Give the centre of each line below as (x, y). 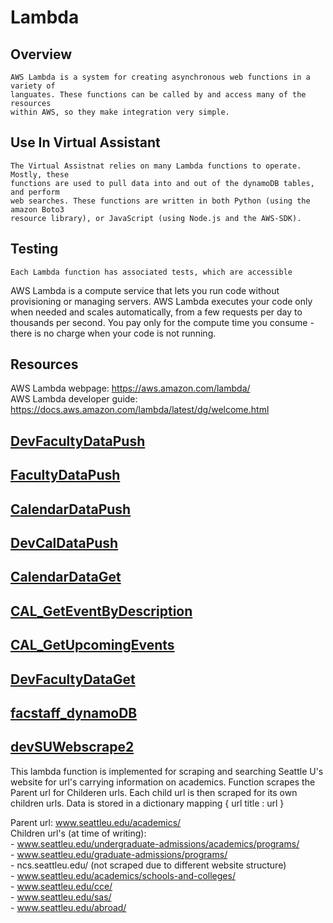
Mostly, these (40, 174)
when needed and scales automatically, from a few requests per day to (156, 312)
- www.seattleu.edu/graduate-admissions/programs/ (119, 854)
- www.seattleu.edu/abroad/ (68, 907)
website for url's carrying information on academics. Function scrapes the (163, 782)
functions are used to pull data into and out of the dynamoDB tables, (162, 183)
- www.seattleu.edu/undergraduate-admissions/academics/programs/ (155, 843)
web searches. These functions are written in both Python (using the (160, 201)
